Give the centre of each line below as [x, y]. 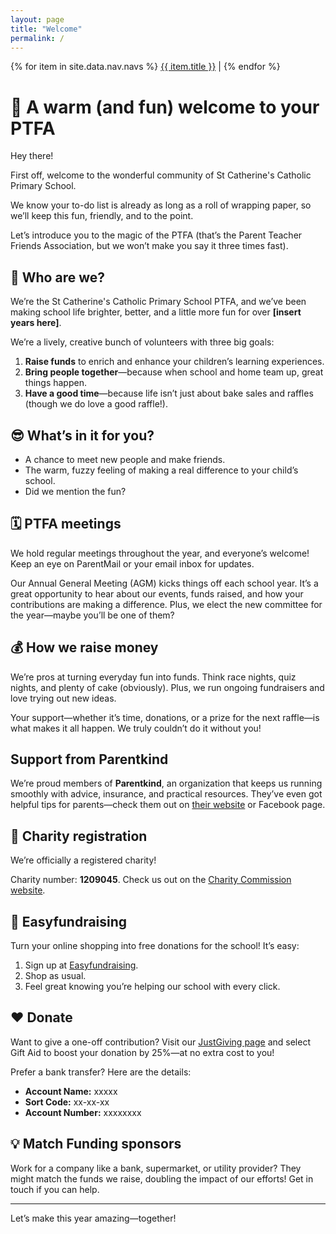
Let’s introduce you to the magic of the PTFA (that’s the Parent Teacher [156, 235]
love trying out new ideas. [63, 698]
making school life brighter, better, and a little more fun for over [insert [156, 312]
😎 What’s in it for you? [82, 435]
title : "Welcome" [46, 29]
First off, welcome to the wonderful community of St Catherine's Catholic [161, 175]
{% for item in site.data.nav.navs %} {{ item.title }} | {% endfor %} [145, 67]
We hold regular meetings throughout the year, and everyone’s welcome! [160, 553]
